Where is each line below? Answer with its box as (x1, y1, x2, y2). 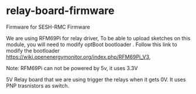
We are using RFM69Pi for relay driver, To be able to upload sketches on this (6, 34, 191, 41)
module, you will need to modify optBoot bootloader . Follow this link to (6, 41, 177, 48)
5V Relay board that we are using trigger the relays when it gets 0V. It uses (6, 76, 186, 83)
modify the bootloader (6, 47, 60, 54)
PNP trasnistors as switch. (6, 82, 70, 89)
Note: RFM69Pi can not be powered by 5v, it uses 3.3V (6, 64, 138, 71)
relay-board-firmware (6, 4, 115, 18)
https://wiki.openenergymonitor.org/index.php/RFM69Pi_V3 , (6, 53, 151, 60)
